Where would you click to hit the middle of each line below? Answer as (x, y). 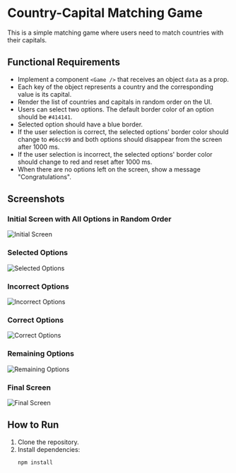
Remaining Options (41, 354)
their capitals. (27, 40)
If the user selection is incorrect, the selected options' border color (115, 154)
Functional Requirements (64, 62)
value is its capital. (45, 94)
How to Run (33, 425)
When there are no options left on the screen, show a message (109, 169)
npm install (35, 462)
